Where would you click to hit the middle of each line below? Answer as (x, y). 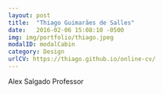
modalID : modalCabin (42, 45)
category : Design (36, 52)
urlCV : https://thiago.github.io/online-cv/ (82, 60)
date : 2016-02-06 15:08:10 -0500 (66, 30)
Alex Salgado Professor (46, 81)
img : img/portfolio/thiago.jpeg (61, 37)
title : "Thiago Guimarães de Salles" (71, 23)
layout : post (29, 15)
